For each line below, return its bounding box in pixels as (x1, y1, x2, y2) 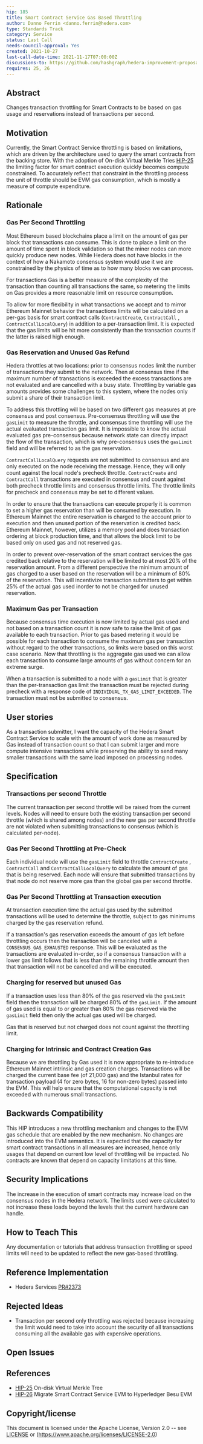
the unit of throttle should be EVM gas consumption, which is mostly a (6, 176, 181, 183)
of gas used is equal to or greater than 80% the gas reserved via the (6, 1005, 176, 1012)
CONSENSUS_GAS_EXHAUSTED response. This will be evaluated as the (6, 944, 167, 951)
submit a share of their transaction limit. (6, 394, 105, 401)
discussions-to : (6, 59, 47, 65)
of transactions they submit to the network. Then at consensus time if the (6, 368, 189, 375)
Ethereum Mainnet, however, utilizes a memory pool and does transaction (6, 526, 189, 533)
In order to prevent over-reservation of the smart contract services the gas (6, 550, 192, 558)
